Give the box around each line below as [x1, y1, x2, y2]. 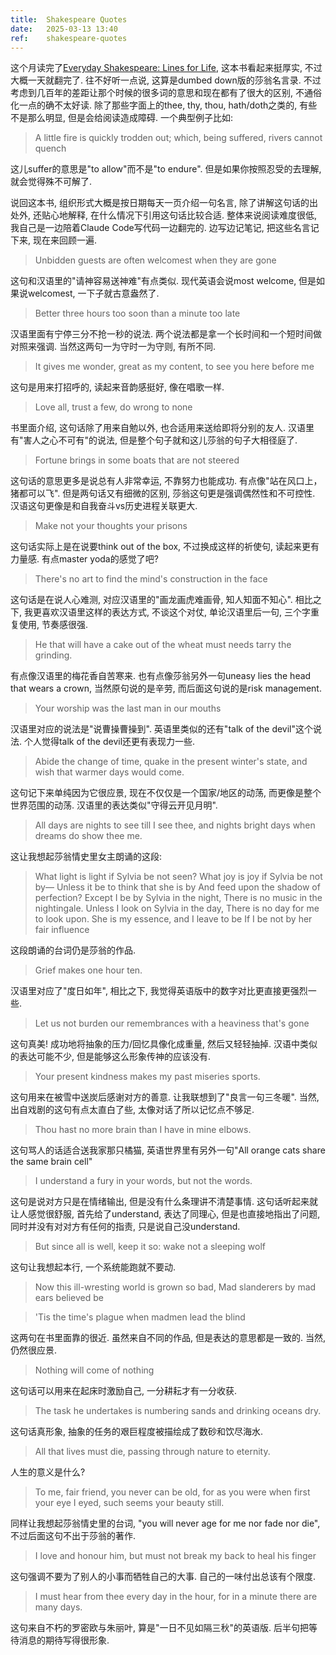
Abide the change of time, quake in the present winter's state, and [34, 756, 308, 768]
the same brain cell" [10, 1156, 93, 1168]
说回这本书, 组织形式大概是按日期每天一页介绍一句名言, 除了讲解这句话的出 [10, 197, 318, 209]
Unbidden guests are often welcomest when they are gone [34, 254, 277, 266]
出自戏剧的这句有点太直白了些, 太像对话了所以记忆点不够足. [10, 1104, 255, 1116]
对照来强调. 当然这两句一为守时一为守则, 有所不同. [10, 341, 216, 353]
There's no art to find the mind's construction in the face [34, 573, 268, 585]
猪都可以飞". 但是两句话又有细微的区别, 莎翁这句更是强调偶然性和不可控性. [10, 487, 316, 500]
